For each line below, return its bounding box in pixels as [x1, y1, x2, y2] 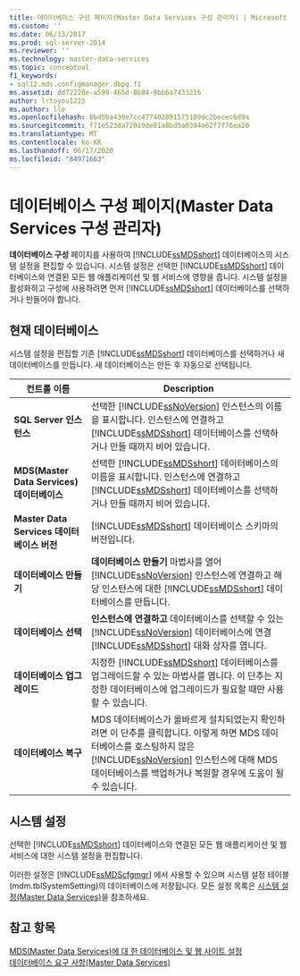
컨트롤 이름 [26, 383, 71, 395]
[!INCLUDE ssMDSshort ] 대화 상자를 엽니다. [90, 640, 267, 652]
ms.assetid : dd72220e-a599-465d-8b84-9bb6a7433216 [9, 88, 202, 97]
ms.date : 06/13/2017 [9, 30, 87, 38]
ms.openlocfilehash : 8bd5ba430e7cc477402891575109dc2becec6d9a [9, 113, 250, 122]
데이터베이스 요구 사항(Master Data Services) [9, 956, 171, 967]
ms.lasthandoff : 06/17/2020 [9, 146, 114, 155]
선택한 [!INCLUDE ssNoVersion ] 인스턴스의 [90, 400, 263, 412]
